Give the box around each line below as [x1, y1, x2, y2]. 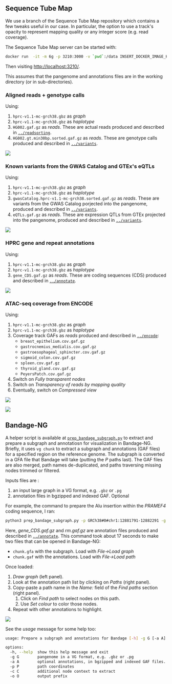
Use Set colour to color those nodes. [20, 600, 98, 607]
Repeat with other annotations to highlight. [12, 606, 103, 612]
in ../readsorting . [12, 129, 52, 135]
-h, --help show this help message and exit [10, 650, 109, 655]
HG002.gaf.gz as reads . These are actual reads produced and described [12, 124, 164, 130]
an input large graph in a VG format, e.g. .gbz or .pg [12, 487, 122, 493]
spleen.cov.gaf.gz [20, 360, 60, 366]
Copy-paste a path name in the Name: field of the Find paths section [12, 584, 158, 591]
